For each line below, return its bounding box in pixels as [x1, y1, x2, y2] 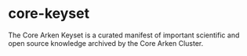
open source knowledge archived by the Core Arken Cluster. [8, 38, 204, 47]
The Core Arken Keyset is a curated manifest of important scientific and [8, 30, 240, 40]
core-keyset [8, 5, 90, 23]
